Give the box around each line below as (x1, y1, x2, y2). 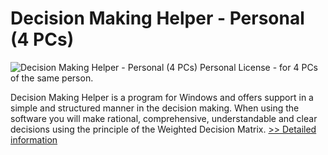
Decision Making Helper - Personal (10, 7, 305, 30)
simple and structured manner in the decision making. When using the (10, 102, 300, 114)
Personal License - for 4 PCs (199, 61, 318, 73)
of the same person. (10, 72, 94, 84)
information (10, 133, 58, 146)
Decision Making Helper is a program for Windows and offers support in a (10, 91, 314, 103)
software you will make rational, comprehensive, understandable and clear (10, 112, 318, 124)
